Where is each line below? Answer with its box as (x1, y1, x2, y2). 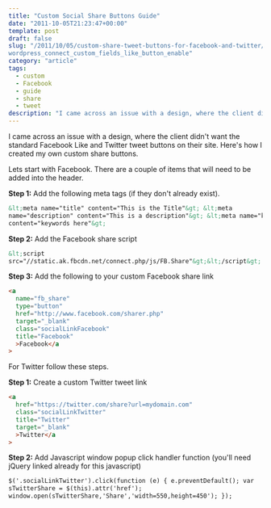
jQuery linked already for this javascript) (8, 461, 141, 471)
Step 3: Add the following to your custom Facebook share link (8, 271, 215, 281)
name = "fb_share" (15, 295, 70, 303)
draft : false (8, 34, 52, 43)
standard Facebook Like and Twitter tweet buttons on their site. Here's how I (8, 141, 262, 149)
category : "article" (8, 57, 78, 65)
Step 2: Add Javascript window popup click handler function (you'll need (8, 453, 252, 463)
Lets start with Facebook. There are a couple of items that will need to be (8, 165, 252, 174)
